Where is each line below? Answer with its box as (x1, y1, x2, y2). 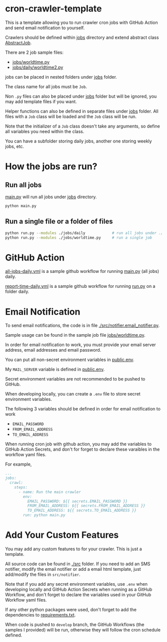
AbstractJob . (5, 39, 32, 45)
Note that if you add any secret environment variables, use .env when (5, 581, 148, 587)
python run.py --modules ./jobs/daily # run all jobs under (5, 230, 157, 236)
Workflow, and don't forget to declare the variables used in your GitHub (5, 591, 152, 598)
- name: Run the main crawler (18, 489, 81, 495)
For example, (5, 461, 32, 467)
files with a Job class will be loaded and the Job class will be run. (5, 113, 137, 120)
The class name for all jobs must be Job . (5, 83, 87, 90)
